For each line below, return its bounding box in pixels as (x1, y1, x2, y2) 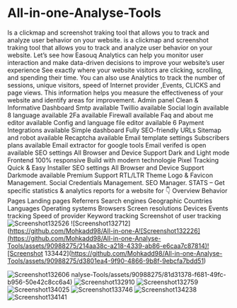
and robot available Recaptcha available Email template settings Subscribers (7, 133, 230, 142)
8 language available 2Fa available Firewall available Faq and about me (7, 111, 214, 119)
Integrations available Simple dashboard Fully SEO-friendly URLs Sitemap (7, 126, 221, 134)
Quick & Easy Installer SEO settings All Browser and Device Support (7, 163, 204, 172)
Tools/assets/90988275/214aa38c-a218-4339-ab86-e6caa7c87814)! (7, 242, 209, 250)
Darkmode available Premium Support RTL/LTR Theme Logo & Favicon (7, 171, 214, 179)
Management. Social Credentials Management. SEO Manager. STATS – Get (7, 178, 225, 186)
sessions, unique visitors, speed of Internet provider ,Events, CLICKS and (7, 81, 221, 89)
